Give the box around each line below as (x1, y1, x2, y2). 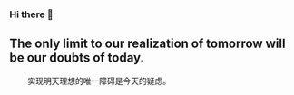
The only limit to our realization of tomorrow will (9, 36, 286, 52)
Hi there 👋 (9, 8, 54, 21)
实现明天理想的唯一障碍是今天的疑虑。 (26, 75, 171, 86)
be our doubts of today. (9, 50, 145, 66)
